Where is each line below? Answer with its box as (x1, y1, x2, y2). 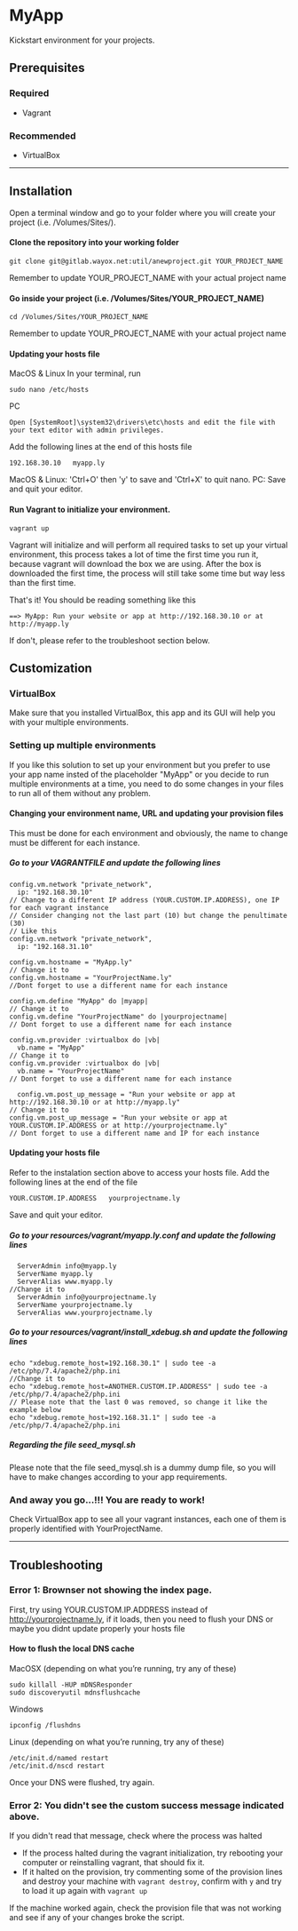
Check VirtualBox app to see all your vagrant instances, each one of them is (9, 1514, 286, 1525)
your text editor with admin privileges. (9, 426, 165, 435)
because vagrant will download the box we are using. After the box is (9, 558, 262, 569)
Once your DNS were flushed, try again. (9, 1777, 155, 1787)
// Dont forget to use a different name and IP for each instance (9, 1129, 260, 1137)
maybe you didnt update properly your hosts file (9, 1623, 185, 1633)
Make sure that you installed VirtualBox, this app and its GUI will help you (9, 707, 276, 718)
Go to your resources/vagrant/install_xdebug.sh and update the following (9, 1327, 288, 1337)
